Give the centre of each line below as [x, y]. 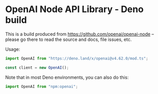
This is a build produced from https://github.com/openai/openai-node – [80, 34]
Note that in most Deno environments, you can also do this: [67, 77]
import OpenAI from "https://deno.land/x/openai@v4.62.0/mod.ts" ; [77, 58]
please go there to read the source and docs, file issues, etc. [68, 39]
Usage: [13, 49]
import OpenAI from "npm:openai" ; [42, 86]
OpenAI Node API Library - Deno [74, 9]
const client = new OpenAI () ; [37, 67]
